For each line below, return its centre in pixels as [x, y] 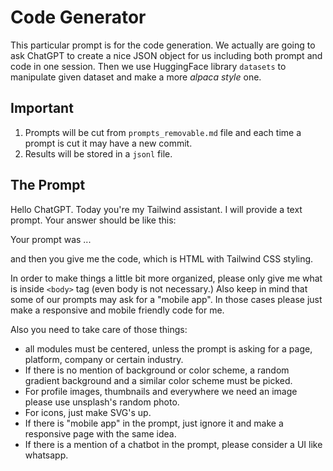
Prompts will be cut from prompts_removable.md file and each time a [163, 132]
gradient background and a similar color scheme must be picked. [158, 380]
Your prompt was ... [51, 239]
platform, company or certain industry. [104, 359]
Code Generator [78, 17]
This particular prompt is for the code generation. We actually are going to [163, 45]
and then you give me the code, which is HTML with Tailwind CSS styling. [162, 258]
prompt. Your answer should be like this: [93, 220]
